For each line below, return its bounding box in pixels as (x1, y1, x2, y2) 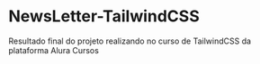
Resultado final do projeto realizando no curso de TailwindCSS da (8, 36, 252, 46)
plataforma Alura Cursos (8, 44, 100, 55)
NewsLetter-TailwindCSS (8, 6, 200, 27)
